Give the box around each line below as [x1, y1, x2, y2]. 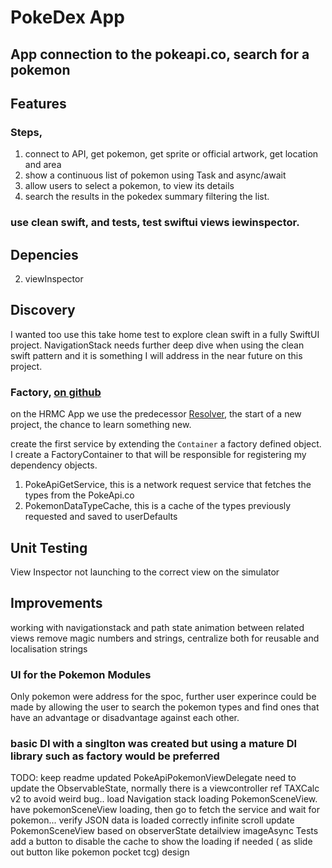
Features [10, 95, 67, 112]
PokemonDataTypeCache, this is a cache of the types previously [24, 500, 292, 512]
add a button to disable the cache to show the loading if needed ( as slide [10, 836, 313, 848]
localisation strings [10, 642, 88, 655]
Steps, [10, 125, 43, 139]
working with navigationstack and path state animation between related [10, 621, 305, 633]
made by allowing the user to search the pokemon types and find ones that [10, 701, 320, 713]
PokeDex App [10, 6, 125, 29]
